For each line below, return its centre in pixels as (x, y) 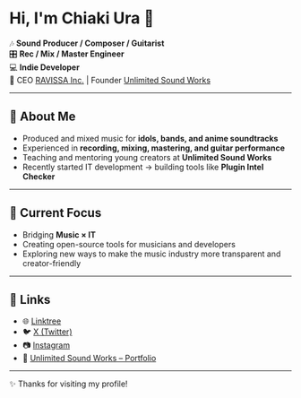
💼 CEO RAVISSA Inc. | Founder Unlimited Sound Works (110, 80)
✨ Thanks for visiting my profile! (69, 384)
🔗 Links (30, 299)
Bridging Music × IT (59, 234)
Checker (39, 176)
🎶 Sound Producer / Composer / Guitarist (87, 43)
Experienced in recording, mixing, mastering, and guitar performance (153, 148)
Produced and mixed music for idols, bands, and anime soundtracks (150, 138)
